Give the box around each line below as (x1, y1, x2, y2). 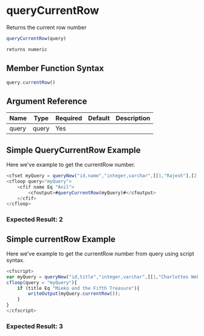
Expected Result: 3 (6, 322, 64, 331)
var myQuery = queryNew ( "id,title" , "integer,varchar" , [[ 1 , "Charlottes (6, 274, 189, 280)
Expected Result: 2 (6, 215, 63, 224)
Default (87, 114, 110, 123)
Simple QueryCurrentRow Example (6, 145, 141, 155)
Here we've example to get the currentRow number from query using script (6, 250, 194, 257)
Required (55, 114, 83, 123)
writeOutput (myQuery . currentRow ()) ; (28, 291, 121, 297)
